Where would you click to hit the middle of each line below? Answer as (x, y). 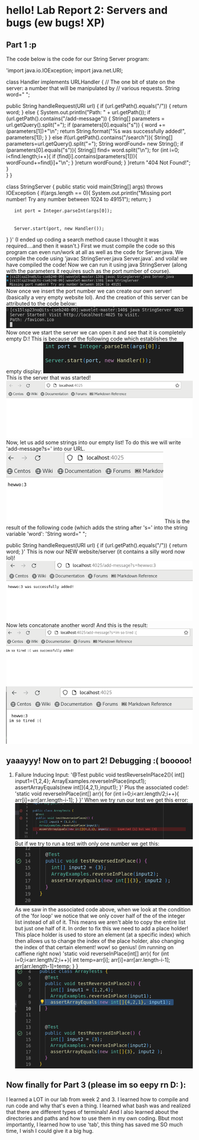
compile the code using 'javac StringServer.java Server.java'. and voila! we (97, 258)
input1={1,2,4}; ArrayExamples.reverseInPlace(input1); (81, 781)
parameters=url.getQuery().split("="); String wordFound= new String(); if (95, 144)
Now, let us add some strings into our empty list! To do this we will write (94, 442)
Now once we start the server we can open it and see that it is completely (96, 333)
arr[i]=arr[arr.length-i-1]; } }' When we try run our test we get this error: (101, 799)
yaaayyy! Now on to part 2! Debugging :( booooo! (99, 761)
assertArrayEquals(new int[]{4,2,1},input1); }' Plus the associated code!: (102, 787)
